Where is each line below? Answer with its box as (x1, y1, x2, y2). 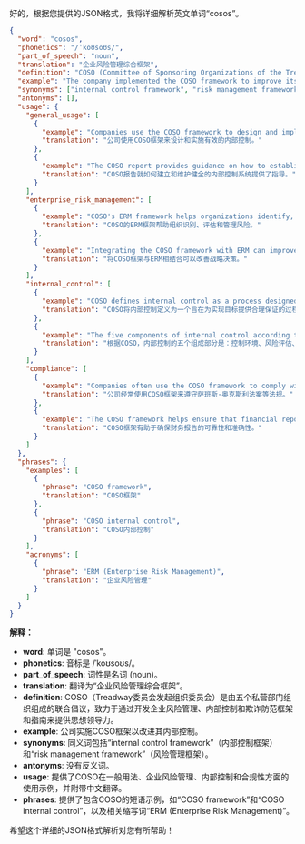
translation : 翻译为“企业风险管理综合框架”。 (22, 680, 188, 691)
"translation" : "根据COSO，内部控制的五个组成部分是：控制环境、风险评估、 (42, 339, 300, 348)
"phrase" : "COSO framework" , (42, 483, 152, 492)
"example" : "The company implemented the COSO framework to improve (17, 76, 282, 86)
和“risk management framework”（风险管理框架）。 (22, 749, 213, 759)
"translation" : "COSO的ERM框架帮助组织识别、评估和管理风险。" (42, 221, 261, 230)
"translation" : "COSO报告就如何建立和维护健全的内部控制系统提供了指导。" (42, 169, 297, 179)
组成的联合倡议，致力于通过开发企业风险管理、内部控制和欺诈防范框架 (30, 703, 293, 714)
